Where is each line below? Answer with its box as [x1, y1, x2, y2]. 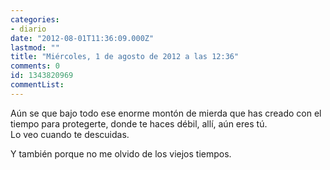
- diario [10, 24, 47, 34]
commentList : [10, 80, 65, 90]
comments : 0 [10, 61, 60, 71]
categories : [10, 14, 60, 25]
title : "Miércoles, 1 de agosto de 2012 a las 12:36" [10, 52, 240, 62]
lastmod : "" [10, 42, 60, 53]
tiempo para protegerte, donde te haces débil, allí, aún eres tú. [10, 117, 268, 130]
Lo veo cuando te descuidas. [10, 128, 130, 140]
